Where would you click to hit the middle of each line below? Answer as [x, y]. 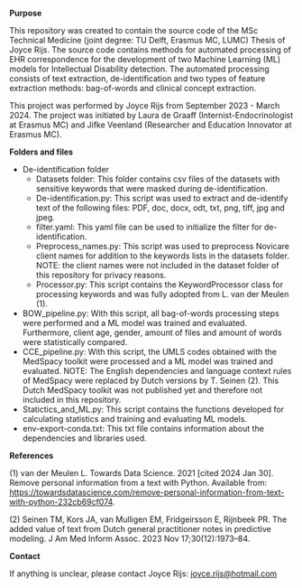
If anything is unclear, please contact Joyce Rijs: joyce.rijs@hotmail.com [143, 574]
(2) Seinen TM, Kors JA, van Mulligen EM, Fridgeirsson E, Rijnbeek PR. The [148, 519]
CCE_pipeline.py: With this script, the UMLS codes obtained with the [150, 352]
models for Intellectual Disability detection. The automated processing [140, 69]
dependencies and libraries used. [84, 438]
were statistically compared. [75, 342]
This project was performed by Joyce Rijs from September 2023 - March [145, 106]
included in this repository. [72, 400]
